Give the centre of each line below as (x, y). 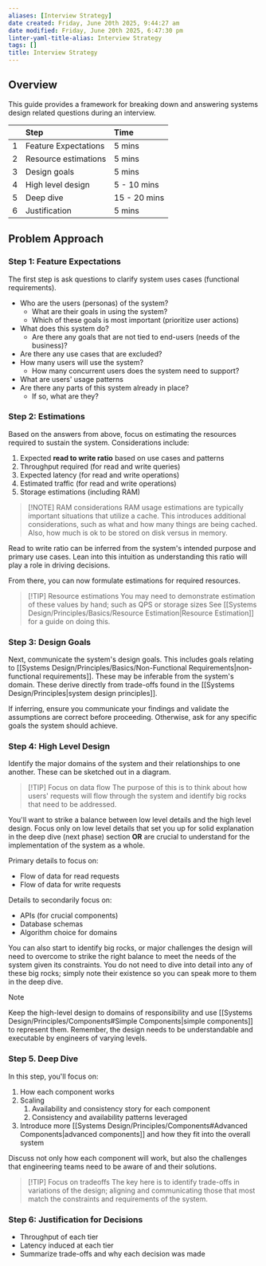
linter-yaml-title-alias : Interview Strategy (85, 38)
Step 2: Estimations (47, 417)
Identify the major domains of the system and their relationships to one (124, 764)
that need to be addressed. (72, 804)
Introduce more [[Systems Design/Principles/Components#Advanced (134, 1126)
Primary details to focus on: (53, 861)
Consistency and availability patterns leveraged (110, 1117)
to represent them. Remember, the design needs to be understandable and (131, 1030)
